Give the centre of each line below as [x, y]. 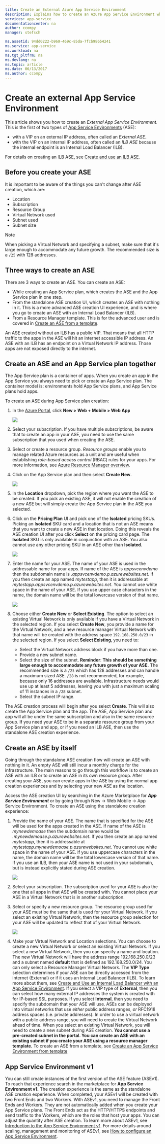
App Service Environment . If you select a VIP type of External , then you [85, 988]
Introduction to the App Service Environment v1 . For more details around [78, 1126]
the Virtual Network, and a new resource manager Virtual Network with [84, 629]
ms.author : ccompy [24, 74]
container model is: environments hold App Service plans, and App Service [81, 386]
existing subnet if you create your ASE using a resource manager [80, 1041]
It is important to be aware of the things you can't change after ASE [73, 184]
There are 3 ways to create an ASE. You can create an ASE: [65, 282]
